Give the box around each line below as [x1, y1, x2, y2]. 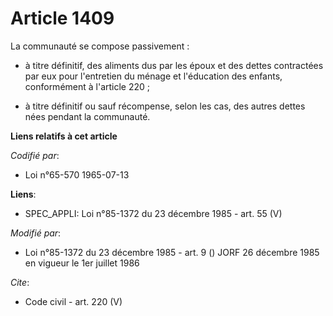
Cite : [10, 276, 30, 288]
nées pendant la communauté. [24, 110, 151, 122]
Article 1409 [10, 7, 115, 30]
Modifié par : [10, 227, 62, 239]
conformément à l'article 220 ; [24, 80, 151, 92]
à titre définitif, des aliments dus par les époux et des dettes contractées [24, 59, 324, 71]
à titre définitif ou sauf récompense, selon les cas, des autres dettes [24, 100, 306, 112]
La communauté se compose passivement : [10, 40, 190, 52]
